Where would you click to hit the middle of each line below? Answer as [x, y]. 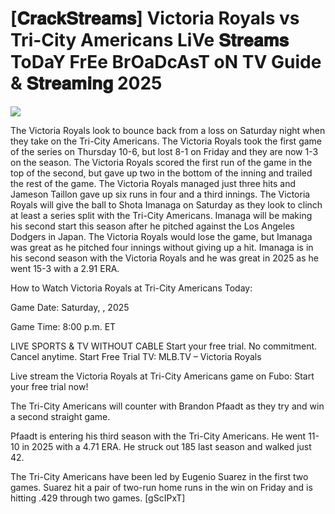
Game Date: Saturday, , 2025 [70, 307]
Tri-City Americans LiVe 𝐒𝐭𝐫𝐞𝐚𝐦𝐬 [150, 40]
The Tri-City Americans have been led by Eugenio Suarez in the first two [159, 476]
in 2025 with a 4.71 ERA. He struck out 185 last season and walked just [166, 446]
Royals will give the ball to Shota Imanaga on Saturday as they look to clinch [166, 204]
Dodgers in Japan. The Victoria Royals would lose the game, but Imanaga [161, 236]
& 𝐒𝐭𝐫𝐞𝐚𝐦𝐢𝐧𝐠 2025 [86, 83]
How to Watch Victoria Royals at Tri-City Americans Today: [131, 288]
